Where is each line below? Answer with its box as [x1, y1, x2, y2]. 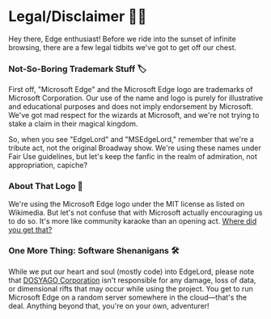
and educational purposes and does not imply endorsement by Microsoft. [8, 102, 253, 111]
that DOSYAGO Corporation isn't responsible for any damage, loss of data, [8, 275, 256, 285]
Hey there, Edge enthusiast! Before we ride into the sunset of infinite [8, 34, 236, 44]
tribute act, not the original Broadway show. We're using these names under [8, 143, 261, 153]
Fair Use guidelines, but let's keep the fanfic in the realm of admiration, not [8, 152, 257, 162]
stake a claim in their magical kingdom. [8, 119, 138, 128]
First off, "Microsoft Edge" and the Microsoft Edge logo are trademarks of [8, 85, 253, 94]
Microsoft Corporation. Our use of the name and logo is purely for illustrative [8, 93, 264, 103]
